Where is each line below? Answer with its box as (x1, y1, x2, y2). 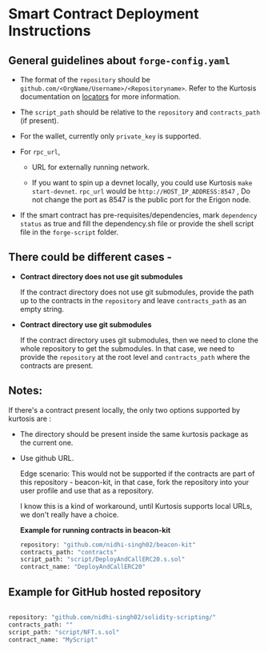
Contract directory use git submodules (19, 319, 152, 329)
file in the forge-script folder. (19, 227, 118, 237)
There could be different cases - (8, 250, 172, 264)
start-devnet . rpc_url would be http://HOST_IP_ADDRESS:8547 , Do (31, 186, 250, 196)
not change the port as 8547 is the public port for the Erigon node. (31, 195, 251, 204)
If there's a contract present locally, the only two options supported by (8, 405, 241, 414)
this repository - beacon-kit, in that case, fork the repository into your (19, 477, 250, 486)
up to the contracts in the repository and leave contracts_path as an (19, 295, 246, 305)
